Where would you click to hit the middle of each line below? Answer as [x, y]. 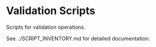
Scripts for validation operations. [46, 27]
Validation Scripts [51, 11]
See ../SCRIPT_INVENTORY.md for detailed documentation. [78, 38]
